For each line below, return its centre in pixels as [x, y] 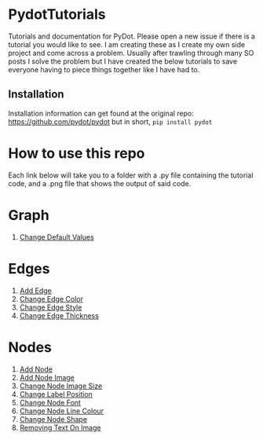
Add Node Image [47, 377]
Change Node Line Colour [62, 411]
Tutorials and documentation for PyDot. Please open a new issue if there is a [131, 36]
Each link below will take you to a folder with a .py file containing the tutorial [131, 175]
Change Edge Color [51, 299]
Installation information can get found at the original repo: [101, 113]
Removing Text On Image [60, 427]
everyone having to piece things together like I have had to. [104, 69]
